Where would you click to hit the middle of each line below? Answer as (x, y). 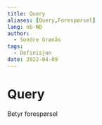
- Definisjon (33, 53)
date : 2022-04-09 (33, 60)
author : (19, 33)
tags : (15, 46)
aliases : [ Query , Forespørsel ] (52, 20)
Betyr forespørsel (33, 114)
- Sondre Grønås (37, 40)
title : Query (26, 14)
